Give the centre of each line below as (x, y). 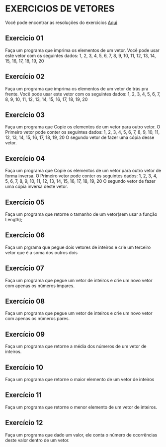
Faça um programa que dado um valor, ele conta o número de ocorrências (81, 435)
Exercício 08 (25, 301)
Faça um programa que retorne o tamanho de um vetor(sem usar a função (81, 214)
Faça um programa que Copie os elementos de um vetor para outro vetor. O (83, 127)
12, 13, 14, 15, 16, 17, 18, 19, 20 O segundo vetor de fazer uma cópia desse (80, 137)
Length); (14, 220)
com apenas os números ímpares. (40, 286)
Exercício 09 (25, 334)
